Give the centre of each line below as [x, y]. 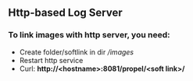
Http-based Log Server [65, 13]
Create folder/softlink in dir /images [77, 52]
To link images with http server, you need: [89, 35]
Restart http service [51, 60]
